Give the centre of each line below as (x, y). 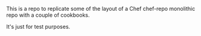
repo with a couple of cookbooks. (48, 15)
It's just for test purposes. (38, 27)
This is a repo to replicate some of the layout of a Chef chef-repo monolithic (101, 9)
